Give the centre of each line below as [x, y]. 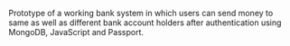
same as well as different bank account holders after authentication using [145, 23]
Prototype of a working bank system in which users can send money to [141, 13]
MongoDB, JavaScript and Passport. [76, 32]
